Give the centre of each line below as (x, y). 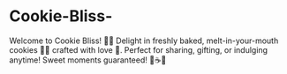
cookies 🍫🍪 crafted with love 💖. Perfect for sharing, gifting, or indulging (138, 49)
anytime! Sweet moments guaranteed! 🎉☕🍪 (88, 60)
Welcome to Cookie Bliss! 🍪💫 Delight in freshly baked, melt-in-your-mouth (144, 41)
